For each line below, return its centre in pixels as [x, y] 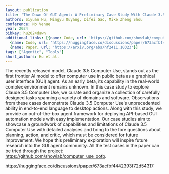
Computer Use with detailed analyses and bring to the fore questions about [83, 130]
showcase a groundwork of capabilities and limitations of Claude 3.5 [76, 124]
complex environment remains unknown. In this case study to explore [77, 87]
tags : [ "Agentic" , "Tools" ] [35, 52]
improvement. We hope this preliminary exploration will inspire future [76, 140]
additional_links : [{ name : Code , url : [46, 38]
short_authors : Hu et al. [32, 57]
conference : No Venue [28, 24]
